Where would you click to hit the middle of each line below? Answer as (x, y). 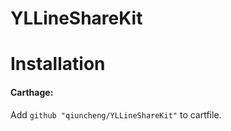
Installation (58, 64)
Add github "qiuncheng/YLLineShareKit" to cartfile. (116, 114)
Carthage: (32, 92)
